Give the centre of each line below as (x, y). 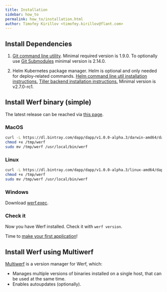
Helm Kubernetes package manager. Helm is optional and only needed (85, 71)
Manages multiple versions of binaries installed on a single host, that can (87, 274)
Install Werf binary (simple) (48, 102)
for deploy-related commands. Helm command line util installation (80, 76)
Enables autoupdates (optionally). (47, 284)
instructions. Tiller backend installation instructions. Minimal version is (84, 81)
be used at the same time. (39, 279)
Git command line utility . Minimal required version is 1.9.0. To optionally (85, 56)
